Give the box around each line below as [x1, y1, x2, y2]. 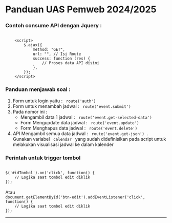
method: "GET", [32, 47, 66, 52]
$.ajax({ [24, 43, 42, 48]
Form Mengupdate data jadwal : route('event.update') [20, 119, 139, 125]
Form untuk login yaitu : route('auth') [12, 98, 96, 104]
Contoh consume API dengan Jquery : [5, 22, 102, 29]
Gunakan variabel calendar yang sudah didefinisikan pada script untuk [12, 136, 166, 142]
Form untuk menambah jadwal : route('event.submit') [12, 103, 132, 109]
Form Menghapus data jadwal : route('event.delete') [20, 125, 138, 131]
